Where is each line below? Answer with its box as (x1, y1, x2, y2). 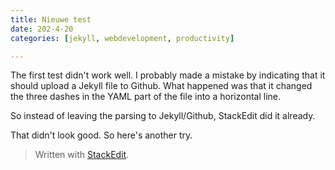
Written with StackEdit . (34, 149, 130, 161)
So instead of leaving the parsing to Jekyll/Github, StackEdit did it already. (10, 110, 316, 122)
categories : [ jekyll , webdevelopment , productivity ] (10, 33, 235, 43)
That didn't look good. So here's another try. (10, 129, 193, 141)
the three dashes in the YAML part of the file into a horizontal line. (10, 91, 281, 103)
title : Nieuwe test (10, 14, 92, 25)
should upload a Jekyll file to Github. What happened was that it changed (10, 80, 313, 92)
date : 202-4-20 (10, 24, 74, 34)
